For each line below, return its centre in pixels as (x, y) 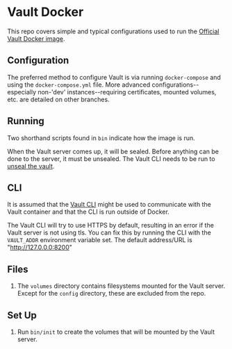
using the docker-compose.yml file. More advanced (79, 85)
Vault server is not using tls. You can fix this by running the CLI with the (109, 232)
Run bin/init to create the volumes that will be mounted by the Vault (116, 332)
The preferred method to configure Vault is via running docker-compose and (114, 77)
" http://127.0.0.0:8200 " (40, 248)
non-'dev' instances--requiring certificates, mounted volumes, (127, 92)
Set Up (22, 315)
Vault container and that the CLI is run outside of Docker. (89, 212)
